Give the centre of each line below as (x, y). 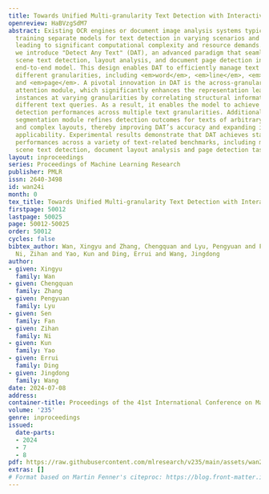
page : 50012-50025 (39, 224)
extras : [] (26, 470)
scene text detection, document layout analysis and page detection (132, 150)
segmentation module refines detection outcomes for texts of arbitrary (139, 120)
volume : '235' (32, 410)
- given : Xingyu (35, 269)
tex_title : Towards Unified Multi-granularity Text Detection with (123, 202)
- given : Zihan (34, 328)
